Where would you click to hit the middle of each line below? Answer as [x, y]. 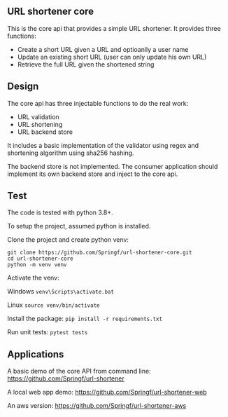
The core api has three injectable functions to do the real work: [98, 103]
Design [23, 87]
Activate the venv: [33, 278]
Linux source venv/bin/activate [54, 305]
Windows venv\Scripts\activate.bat [60, 292]
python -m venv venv [37, 265]
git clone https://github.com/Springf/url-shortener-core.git [100, 253]
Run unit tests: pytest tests [48, 332]
